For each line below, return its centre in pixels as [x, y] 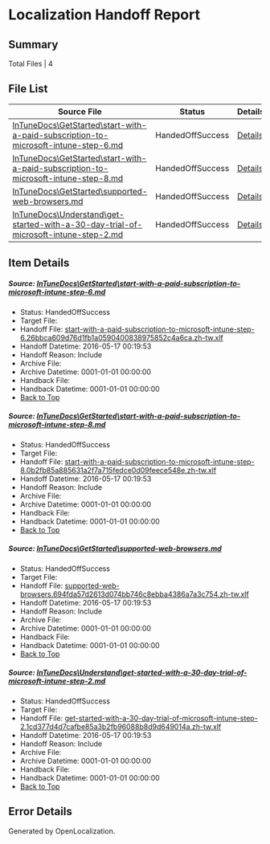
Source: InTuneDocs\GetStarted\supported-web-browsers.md [115, 548]
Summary [33, 45]
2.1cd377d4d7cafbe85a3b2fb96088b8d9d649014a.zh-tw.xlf [121, 727]
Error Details [40, 811]
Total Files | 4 [31, 63]
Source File [80, 112]
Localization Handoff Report [104, 15]
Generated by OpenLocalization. [62, 831]
